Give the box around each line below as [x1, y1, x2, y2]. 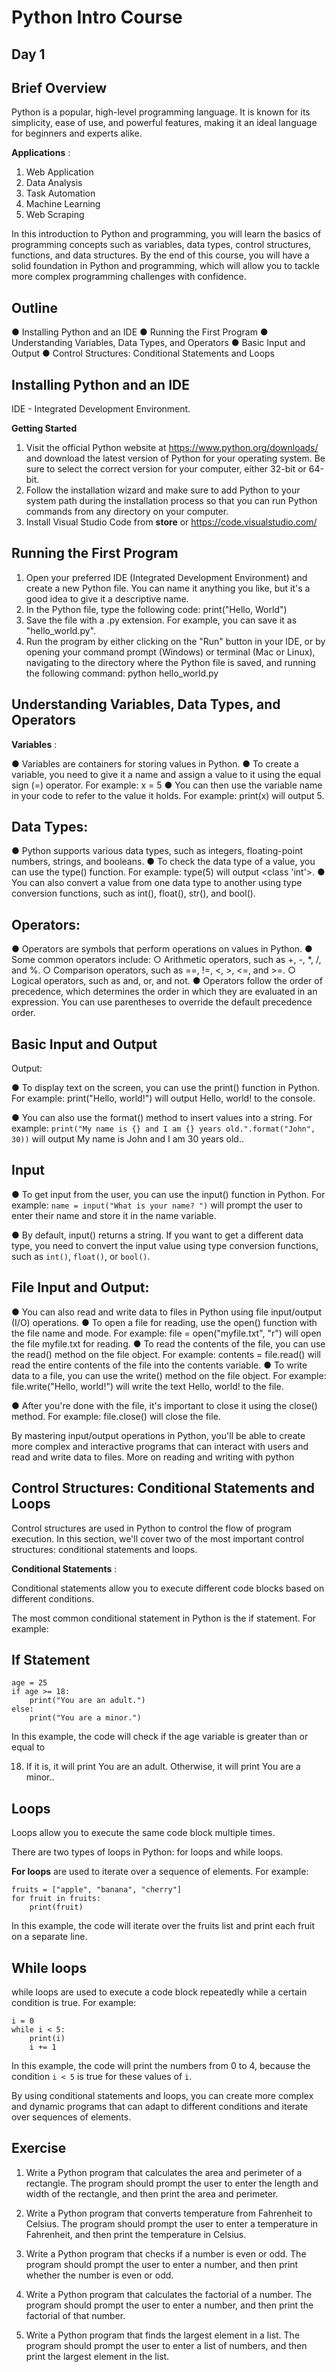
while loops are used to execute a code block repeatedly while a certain [11, 1986, 308, 1998]
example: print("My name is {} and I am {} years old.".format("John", [11, 1122, 316, 1135]
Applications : [11, 147, 71, 159]
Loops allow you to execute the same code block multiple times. [11, 1827, 276, 1839]
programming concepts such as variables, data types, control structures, [11, 239, 312, 251]
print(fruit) [29, 1902, 84, 1913]
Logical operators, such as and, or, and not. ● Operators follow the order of [11, 975, 323, 987]
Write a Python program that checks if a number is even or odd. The [25, 2247, 307, 2260]
